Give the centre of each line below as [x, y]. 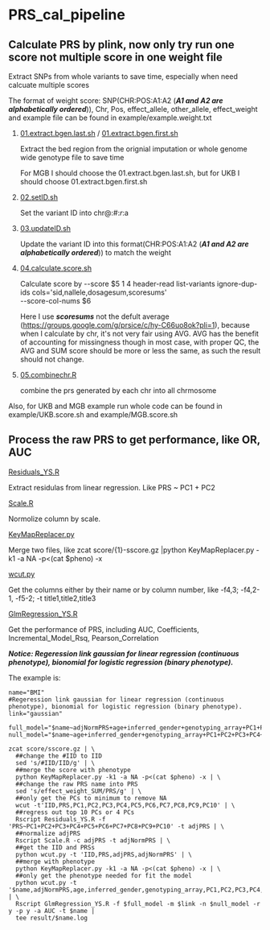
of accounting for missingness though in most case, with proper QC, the [139, 342]
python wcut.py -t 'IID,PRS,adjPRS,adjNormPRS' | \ [104, 854]
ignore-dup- [237, 284]
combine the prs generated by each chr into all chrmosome [118, 391]
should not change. [52, 359]
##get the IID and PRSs [55, 847]
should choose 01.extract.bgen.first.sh [84, 182]
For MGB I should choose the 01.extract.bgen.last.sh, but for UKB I [130, 173]
